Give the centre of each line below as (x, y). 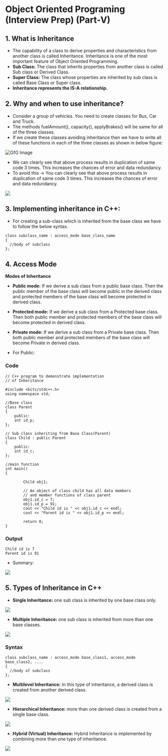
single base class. (31, 714)
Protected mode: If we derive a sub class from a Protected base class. (86, 312)
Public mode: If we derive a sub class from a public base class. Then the (88, 286)
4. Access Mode (31, 264)
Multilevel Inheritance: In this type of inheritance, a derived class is (83, 685)
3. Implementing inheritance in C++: (63, 209)
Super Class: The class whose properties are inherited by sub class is (85, 77)
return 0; (33, 521)
